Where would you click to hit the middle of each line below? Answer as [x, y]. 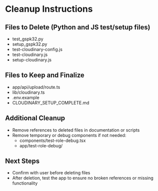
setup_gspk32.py [30, 44]
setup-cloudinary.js [32, 60]
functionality [25, 183]
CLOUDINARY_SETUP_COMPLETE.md [51, 103]
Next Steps [22, 161]
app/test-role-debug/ [41, 145]
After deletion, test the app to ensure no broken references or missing [83, 178]
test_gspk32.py [28, 39]
